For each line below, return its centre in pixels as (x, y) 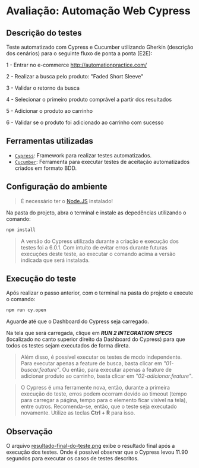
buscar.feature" (40, 370)
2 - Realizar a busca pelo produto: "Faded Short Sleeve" (75, 76)
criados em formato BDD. (46, 168)
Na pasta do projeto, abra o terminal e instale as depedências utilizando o (96, 213)
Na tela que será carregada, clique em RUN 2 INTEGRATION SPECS (89, 333)
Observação (29, 431)
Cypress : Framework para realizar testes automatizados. (83, 155)
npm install (21, 230)
